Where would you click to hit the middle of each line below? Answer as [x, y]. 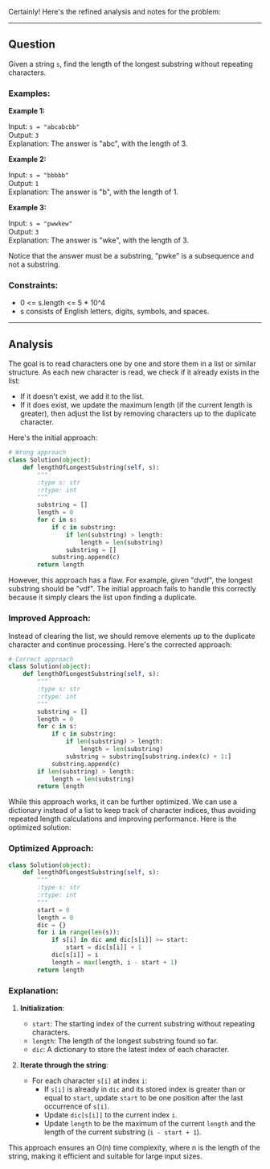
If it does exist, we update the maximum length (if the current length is [136, 405]
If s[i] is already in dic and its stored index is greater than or [145, 1089]
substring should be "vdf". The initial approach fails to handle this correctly [132, 589]
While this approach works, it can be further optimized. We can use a [123, 802]
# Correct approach [41, 659]
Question [32, 45]
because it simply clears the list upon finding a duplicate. [102, 597]
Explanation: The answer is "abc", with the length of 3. [98, 143]
